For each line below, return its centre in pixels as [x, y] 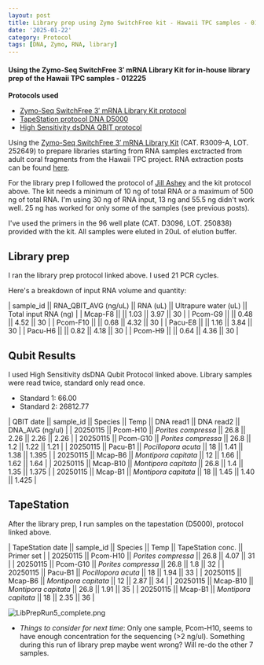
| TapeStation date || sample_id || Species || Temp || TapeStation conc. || [126, 547]
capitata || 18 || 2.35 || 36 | [51, 597]
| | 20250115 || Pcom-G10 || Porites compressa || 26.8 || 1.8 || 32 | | [117, 564]
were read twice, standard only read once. [77, 383]
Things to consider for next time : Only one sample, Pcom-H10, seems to [136, 628]
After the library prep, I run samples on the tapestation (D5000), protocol [126, 524]
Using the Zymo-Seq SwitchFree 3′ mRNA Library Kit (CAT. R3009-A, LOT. [128, 143]
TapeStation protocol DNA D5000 [74, 119]
